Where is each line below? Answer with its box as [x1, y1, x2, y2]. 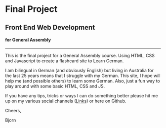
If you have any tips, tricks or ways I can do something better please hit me [5, 92, 158, 98]
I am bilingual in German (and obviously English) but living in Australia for [5, 67, 154, 73]
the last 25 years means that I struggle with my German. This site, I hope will [5, 73, 161, 79]
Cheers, [5, 107, 21, 113]
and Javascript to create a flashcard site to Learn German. [5, 58, 124, 64]
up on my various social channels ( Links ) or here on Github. [5, 98, 126, 104]
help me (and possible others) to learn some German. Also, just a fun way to [5, 78, 161, 84]
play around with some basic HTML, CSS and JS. [5, 83, 105, 89]
